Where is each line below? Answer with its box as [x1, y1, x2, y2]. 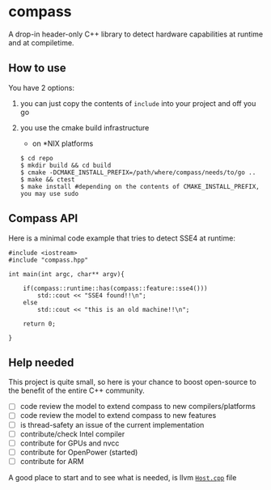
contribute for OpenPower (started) [19, 447, 138, 457]
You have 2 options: [8, 83, 75, 92]
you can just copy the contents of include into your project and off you [19, 98, 256, 108]
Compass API [8, 211, 78, 225]
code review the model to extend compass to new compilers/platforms [19, 402, 256, 411]
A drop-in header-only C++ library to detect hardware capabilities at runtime [8, 29, 264, 39]
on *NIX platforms [32, 138, 94, 148]
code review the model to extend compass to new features [19, 411, 217, 420]
